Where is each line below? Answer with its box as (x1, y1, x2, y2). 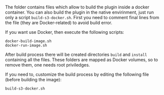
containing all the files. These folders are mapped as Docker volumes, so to (5, 57, 159, 63)
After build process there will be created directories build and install (5, 51, 147, 57)
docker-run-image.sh (5, 43, 48, 48)
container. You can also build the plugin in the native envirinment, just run (5, 9, 154, 15)
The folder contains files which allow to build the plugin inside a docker (5, 4, 150, 10)
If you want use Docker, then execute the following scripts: (5, 29, 125, 35)
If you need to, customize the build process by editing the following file (5, 71, 149, 77)
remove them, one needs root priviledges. (5, 62, 90, 68)
